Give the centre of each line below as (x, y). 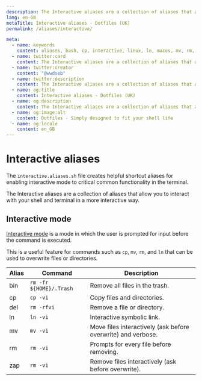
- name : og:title (33, 90)
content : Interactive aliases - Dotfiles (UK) (76, 96)
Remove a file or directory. (127, 307)
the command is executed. (39, 240)
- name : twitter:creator (43, 68)
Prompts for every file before (130, 344)
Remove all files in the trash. (130, 285)
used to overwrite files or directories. (52, 258)
